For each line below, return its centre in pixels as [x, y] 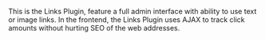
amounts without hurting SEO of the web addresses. [94, 28]
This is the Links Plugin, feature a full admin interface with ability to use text [132, 11]
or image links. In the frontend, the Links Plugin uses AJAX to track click [127, 20]
